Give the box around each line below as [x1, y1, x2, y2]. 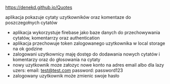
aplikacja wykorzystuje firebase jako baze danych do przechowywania [12, 30, 160, 35]
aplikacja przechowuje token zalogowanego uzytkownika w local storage [12, 40, 165, 46]
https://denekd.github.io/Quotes [5, 5, 73, 10]
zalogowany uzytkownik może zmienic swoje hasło [12, 73, 120, 78]
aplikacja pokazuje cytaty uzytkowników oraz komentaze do [5, 14, 131, 20]
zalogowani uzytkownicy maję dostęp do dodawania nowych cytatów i [12, 51, 160, 57]
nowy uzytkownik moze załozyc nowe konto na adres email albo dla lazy [12, 62, 164, 68]
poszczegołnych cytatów [5, 20, 57, 25]
